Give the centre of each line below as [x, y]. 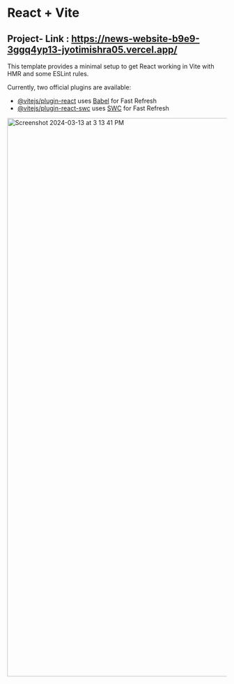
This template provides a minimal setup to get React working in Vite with [111, 66]
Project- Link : [38, 39]
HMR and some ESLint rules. [48, 74]
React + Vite [44, 13]
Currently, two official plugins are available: [69, 87]
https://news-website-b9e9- [135, 39]
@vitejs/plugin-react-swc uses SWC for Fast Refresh [93, 108]
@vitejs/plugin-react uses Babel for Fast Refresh [87, 101]
